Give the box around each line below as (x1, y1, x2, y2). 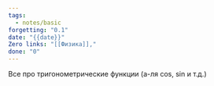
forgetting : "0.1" (8, 26, 68, 34)
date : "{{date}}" (8, 33, 65, 41)
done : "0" (8, 48, 41, 56)
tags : (8, 11, 26, 20)
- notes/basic (15, 19, 61, 27)
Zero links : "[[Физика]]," (8, 41, 97, 48)
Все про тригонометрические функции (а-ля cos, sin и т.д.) (8, 70, 207, 78)
